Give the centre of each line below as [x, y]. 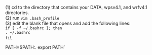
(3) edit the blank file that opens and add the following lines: [68, 23]
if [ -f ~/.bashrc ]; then [34, 28]
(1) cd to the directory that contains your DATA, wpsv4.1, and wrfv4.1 [76, 7]
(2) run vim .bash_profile [32, 18]
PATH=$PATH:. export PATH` [35, 47]
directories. [17, 13]
